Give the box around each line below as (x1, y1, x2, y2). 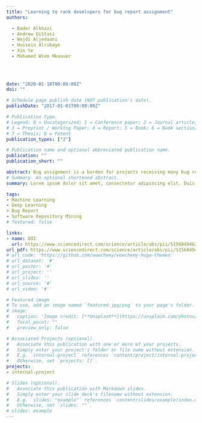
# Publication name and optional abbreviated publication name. (6, 147, 171, 153)
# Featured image (6, 297, 50, 303)
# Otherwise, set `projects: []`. (6, 358, 98, 364)
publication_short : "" (6, 158, 63, 164)
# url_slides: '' (6, 274, 50, 280)
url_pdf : (6, 247, 28, 253)
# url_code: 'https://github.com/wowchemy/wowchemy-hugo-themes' (6, 252, 173, 259)
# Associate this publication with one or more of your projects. (6, 341, 182, 347)
